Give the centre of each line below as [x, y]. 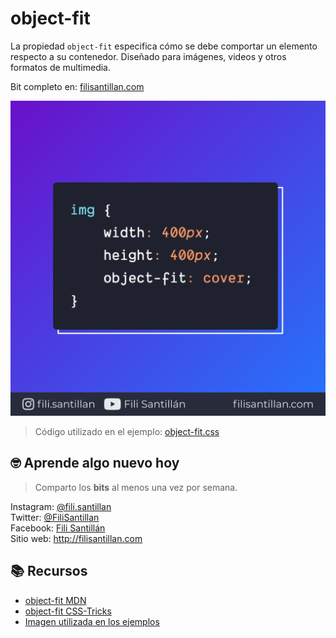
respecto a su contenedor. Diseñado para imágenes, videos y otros [148, 56]
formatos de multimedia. [61, 67]
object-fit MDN [55, 600]
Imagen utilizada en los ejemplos [92, 621]
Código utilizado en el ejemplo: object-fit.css [127, 431]
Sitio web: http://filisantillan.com [76, 538]
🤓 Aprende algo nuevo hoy [95, 463]
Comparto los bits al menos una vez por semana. [136, 487]
